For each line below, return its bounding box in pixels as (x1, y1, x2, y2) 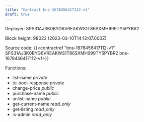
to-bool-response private (12, 80, 65, 86)
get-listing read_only (12, 106, 55, 112)
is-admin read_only (12, 111, 52, 117)
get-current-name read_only (12, 101, 71, 107)
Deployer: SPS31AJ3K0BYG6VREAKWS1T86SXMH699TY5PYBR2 (5, 25, 140, 31)
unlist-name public (12, 95, 51, 102)
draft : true (5, 12, 30, 17)
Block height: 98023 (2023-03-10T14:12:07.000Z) (5, 35, 107, 41)
